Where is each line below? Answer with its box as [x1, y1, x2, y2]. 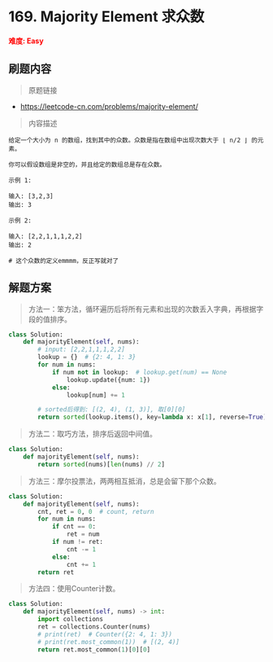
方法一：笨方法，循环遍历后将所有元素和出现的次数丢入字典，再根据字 [28, 304, 264, 313]
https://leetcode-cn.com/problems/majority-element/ [19, 101, 199, 111]
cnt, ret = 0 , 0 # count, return [37, 507, 154, 515]
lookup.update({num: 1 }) [66, 375, 151, 384]
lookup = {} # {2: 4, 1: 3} [37, 353, 136, 362]
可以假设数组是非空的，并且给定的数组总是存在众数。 [14, 160, 167, 169]
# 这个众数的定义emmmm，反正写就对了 [8, 256, 119, 265]
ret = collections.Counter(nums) [37, 623, 151, 631]
